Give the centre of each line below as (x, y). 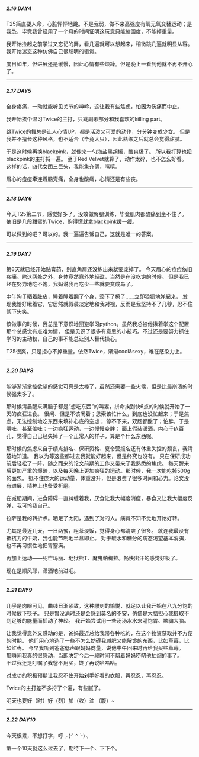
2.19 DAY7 (19, 253)
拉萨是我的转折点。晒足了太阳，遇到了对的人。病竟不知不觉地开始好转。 (94, 518)
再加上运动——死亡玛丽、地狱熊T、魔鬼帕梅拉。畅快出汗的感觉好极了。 (94, 558)
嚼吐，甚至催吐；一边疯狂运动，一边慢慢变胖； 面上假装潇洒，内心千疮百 (95, 429)
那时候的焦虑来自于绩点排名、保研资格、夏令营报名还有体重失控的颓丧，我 (97, 448)
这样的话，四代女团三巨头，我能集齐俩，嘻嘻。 (63, 166)
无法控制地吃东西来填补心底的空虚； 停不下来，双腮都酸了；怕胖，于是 (103, 421)
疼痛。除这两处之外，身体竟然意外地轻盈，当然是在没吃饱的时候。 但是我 (95, 276)
